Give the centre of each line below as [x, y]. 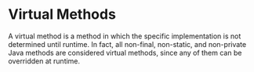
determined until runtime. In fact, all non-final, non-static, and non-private [127, 44]
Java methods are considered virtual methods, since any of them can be [125, 52]
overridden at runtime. [44, 61]
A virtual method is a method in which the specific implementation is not [125, 36]
